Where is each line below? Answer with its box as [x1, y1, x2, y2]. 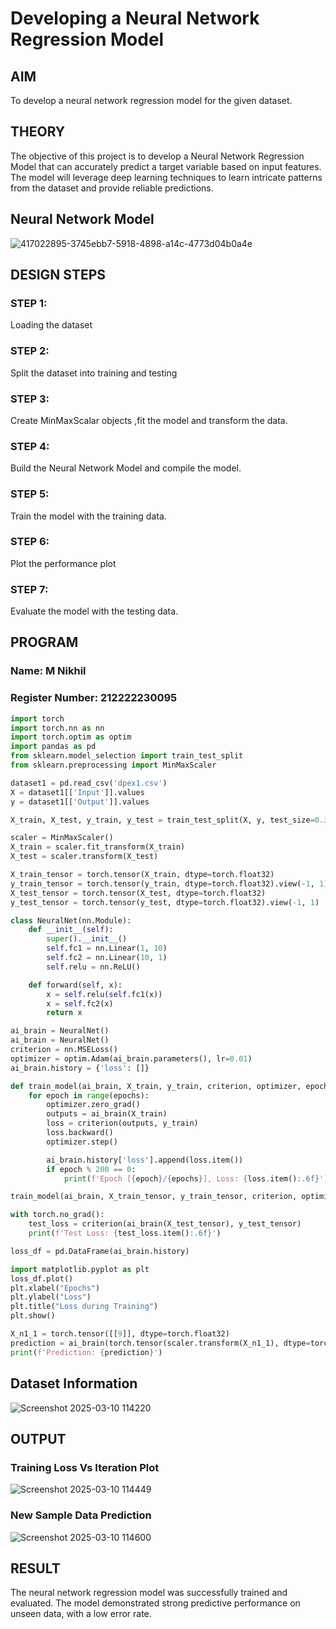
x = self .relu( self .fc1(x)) [46, 989, 163, 999]
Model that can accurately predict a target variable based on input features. [10, 160, 322, 172]
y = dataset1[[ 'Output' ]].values [10, 797, 150, 807]
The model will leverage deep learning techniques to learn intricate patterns [10, 171, 323, 183]
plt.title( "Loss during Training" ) [10, 1302, 159, 1312]
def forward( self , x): [28, 980, 123, 990]
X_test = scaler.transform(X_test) [10, 852, 159, 862]
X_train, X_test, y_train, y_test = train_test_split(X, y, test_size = [10, 815, 315, 825]
